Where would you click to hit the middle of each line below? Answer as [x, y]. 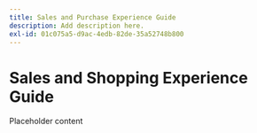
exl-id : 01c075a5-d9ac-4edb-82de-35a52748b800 [97, 34]
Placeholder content [46, 121]
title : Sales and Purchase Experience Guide [93, 17]
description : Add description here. [77, 26]
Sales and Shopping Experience [128, 78]
